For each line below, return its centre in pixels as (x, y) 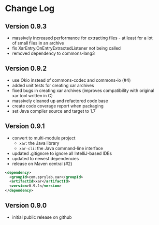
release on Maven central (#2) (42, 164)
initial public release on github (42, 217)
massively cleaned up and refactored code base (60, 101)
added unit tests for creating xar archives (53, 85)
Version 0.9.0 (26, 205)
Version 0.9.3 (26, 26)
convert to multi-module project (44, 138)
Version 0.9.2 (26, 68)
